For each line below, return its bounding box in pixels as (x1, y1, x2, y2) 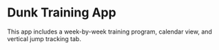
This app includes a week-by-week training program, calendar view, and (7, 27, 212, 36)
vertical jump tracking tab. (7, 34, 81, 42)
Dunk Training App (7, 5, 116, 21)
